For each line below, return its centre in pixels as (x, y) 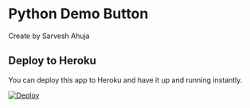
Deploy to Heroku (53, 61)
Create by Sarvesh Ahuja (49, 36)
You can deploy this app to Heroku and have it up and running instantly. (125, 79)
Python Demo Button (78, 14)
